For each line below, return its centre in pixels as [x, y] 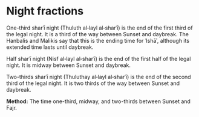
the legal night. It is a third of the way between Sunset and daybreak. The [98, 34]
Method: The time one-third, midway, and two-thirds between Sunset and [98, 101]
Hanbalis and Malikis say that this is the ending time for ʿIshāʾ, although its [98, 40]
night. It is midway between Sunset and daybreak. [69, 65]
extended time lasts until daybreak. [50, 47]
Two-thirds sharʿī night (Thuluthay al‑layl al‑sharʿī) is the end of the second [99, 77]
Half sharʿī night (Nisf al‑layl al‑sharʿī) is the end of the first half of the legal [99, 58]
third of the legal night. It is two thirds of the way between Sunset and [93, 83]
